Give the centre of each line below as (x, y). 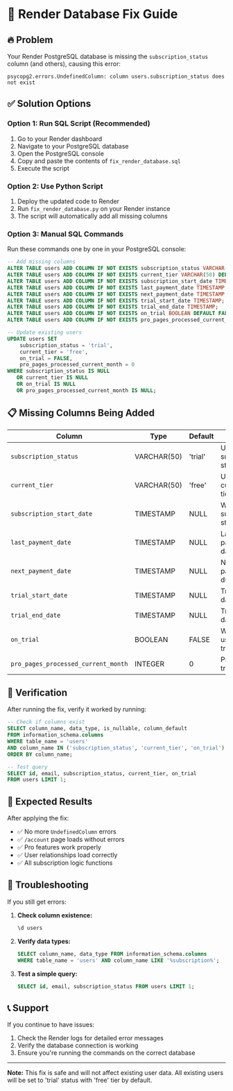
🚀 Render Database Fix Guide (93, 14)
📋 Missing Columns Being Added (81, 413)
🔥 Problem (30, 40)
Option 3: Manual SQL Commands (65, 234)
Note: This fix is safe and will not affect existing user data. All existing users (115, 1073)
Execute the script (43, 168)
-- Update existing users (44, 332)
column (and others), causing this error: (64, 64)
